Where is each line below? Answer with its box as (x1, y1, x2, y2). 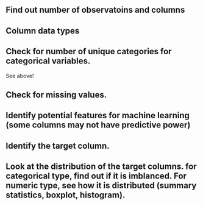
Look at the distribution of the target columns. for (5, 162, 197, 172)
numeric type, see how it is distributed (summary (5, 180, 197, 191)
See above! (5, 72, 34, 79)
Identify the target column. (5, 140, 110, 151)
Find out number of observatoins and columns (5, 5, 185, 15)
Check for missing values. (5, 90, 107, 100)
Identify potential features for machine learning (5, 110, 190, 121)
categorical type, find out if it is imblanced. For (5, 171, 187, 182)
